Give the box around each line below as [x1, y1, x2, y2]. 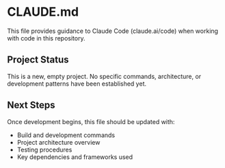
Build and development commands [16, 131, 115, 139]
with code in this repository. [7, 34, 85, 42]
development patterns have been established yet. [7, 80, 147, 88]
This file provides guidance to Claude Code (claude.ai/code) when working [7, 27, 219, 35]
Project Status [7, 54, 70, 66]
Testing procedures [16, 145, 72, 154]
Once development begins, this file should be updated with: [7, 117, 175, 125]
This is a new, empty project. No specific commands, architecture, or [7, 72, 202, 80]
